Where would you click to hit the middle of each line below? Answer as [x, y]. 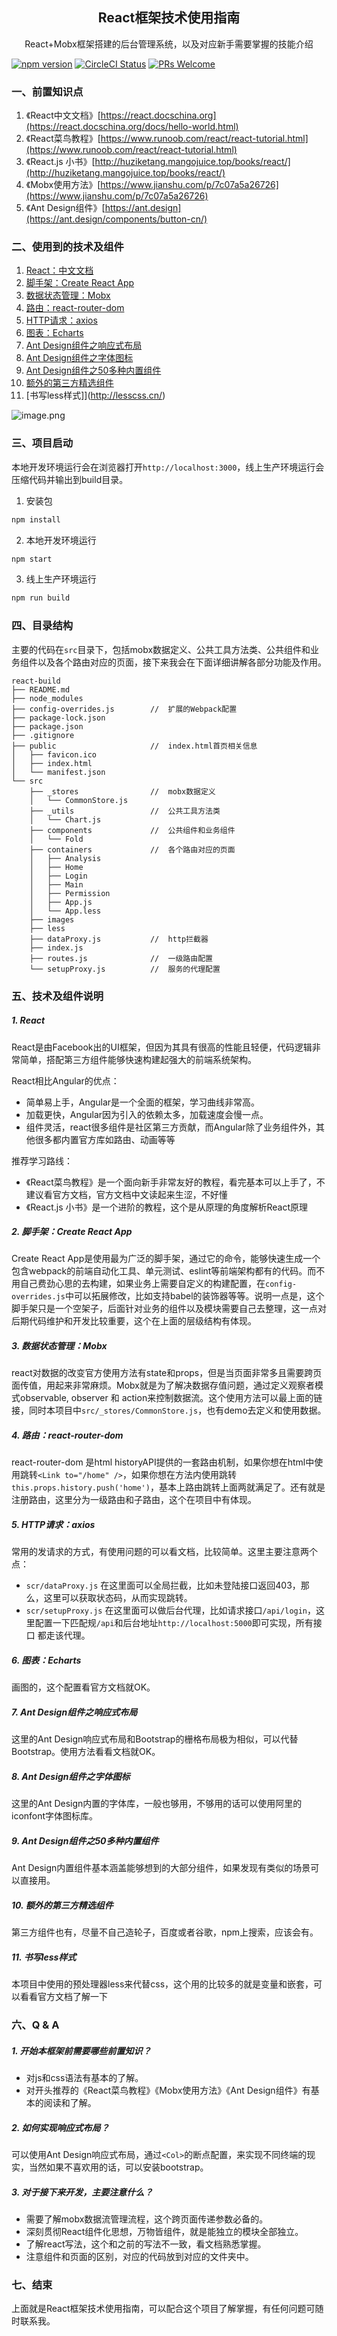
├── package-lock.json [58, 718]
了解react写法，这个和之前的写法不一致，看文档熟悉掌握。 [146, 2244]
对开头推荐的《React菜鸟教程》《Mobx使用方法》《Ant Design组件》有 [168, 2090]
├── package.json [47, 726]
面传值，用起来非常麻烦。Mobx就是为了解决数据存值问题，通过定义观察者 [163, 1385]
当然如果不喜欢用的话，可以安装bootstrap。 [118, 2167]
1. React [28, 1020]
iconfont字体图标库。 [55, 1816]
